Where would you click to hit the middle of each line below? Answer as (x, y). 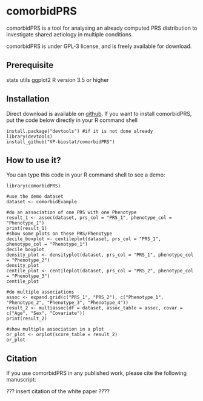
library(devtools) (29, 136)
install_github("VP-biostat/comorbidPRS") (61, 142)
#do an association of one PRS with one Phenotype (72, 213)
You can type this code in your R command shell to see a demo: (86, 175)
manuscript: (21, 380)
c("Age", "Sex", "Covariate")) (46, 314)
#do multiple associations (40, 292)
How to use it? (34, 160)
